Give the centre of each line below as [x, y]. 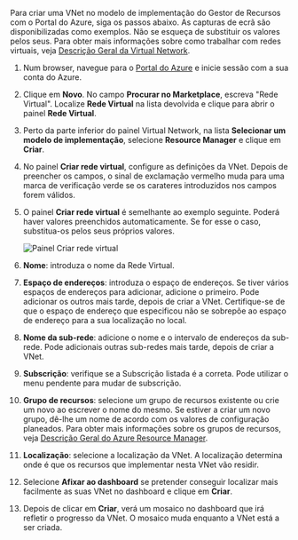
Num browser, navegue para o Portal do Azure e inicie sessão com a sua [156, 67]
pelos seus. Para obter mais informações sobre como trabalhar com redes [146, 41]
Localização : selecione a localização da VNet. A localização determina [153, 455]
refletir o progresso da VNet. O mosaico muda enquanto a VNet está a [151, 518]
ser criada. [43, 527]
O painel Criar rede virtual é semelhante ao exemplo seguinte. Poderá [151, 212]
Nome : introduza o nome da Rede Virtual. [99, 265]
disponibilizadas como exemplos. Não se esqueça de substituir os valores [145, 32]
